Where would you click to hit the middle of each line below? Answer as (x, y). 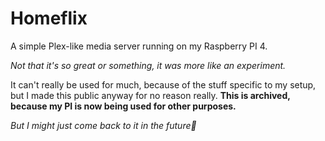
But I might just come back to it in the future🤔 (103, 125)
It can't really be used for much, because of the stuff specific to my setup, (163, 84)
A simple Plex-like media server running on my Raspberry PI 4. (139, 46)
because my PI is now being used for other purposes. (123, 106)
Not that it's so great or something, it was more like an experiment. (148, 65)
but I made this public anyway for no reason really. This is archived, (150, 95)
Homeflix (49, 18)
